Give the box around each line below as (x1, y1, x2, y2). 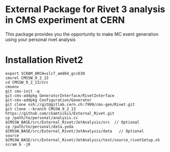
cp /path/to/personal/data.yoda (5, 124, 74, 129)
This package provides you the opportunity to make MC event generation (5, 31, 159, 37)
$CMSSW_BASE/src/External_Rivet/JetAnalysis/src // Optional (5, 120, 140, 125)
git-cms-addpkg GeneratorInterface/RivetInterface (5, 93, 115, 98)
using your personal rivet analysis (5, 36, 76, 43)
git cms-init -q (5, 89, 40, 94)
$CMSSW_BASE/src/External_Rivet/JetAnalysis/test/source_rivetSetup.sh (5, 137, 160, 142)
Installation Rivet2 (5, 54, 83, 66)
